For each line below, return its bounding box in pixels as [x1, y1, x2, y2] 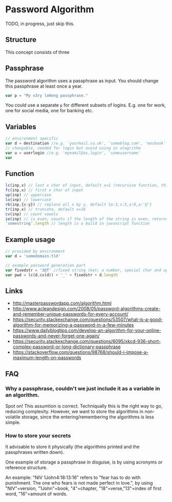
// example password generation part [5, 263, 86, 268]
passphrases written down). [5, 449, 64, 455]
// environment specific [5, 136, 58, 142]
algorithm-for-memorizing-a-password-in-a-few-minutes [12, 322, 134, 328]
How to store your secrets [5, 432, 71, 439]
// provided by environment [5, 249, 66, 254]
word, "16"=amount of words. [5, 491, 68, 497]
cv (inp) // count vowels [5, 211, 58, 216]
